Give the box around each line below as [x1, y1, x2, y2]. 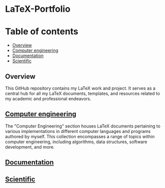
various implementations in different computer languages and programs [5, 128, 151, 134]
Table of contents [5, 26, 79, 37]
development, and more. [5, 144, 55, 150]
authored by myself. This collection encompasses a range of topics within [5, 133, 155, 139]
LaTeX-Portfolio [5, 3, 70, 15]
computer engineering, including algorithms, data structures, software [5, 139, 148, 145]
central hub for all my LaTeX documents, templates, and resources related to [5, 90, 160, 96]
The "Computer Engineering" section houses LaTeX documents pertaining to [5, 123, 161, 129]
